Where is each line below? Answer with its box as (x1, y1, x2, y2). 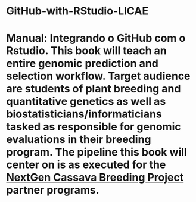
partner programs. (6, 184, 99, 197)
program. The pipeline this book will (6, 145, 188, 159)
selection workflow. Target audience (6, 70, 191, 83)
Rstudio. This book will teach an (6, 44, 167, 58)
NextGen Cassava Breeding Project (6, 171, 184, 184)
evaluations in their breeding (6, 133, 151, 147)
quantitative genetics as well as (6, 95, 166, 108)
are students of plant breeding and (6, 82, 181, 96)
